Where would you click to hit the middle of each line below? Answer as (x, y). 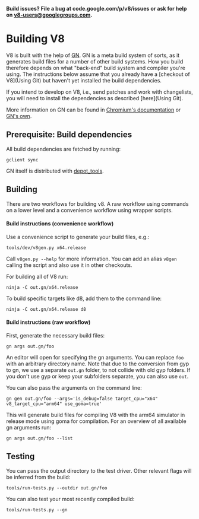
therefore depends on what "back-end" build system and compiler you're (96, 68)
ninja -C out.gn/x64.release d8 (46, 309)
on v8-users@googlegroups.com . (49, 15)
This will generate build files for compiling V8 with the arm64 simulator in (96, 415)
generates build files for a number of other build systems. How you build (95, 61)
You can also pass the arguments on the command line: (74, 387)
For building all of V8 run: (37, 276)
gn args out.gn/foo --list (40, 438)
